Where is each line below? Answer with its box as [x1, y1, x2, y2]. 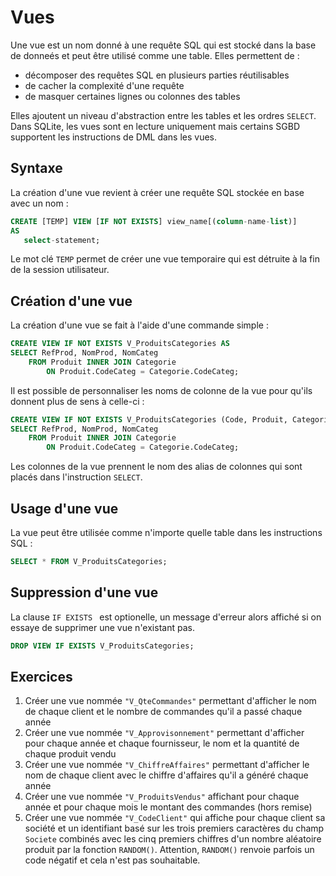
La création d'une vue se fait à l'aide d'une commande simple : [10, 319, 269, 331]
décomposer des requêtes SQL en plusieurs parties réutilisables [24, 69, 290, 81]
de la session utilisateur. [10, 264, 110, 276]
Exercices [10, 668, 73, 685]
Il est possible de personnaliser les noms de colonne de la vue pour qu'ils [10, 384, 313, 396]
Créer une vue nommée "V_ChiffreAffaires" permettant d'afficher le [24, 759, 310, 771]
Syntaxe [10, 160, 63, 177]
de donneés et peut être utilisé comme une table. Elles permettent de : [10, 49, 300, 61]
